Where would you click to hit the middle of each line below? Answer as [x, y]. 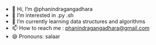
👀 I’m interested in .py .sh [43, 15]
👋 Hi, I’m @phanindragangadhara [52, 9]
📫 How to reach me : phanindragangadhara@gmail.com [81, 28]
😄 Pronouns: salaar [36, 36]
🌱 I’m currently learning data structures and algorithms [78, 21]
